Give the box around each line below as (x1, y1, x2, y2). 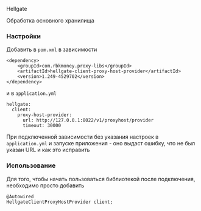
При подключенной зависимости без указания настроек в (6, 133, 159, 140)
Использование (6, 161, 56, 170)
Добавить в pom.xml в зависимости (6, 46, 97, 54)
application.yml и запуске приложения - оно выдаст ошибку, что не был (6, 140, 196, 147)
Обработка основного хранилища (6, 17, 94, 24)
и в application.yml (6, 89, 57, 97)
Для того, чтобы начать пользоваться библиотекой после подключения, (6, 175, 196, 182)
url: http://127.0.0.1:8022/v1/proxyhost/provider (22, 117, 154, 123)
